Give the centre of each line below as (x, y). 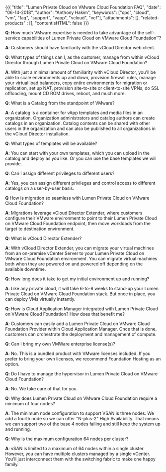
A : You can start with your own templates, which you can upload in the (78, 153)
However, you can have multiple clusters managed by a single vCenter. (78, 454)
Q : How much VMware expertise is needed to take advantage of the (75, 33)
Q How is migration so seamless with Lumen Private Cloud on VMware (77, 198)
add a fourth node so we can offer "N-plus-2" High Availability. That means (82, 418)
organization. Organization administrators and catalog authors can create (80, 118)
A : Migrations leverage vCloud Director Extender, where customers (74, 213)
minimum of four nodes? (30, 404)
